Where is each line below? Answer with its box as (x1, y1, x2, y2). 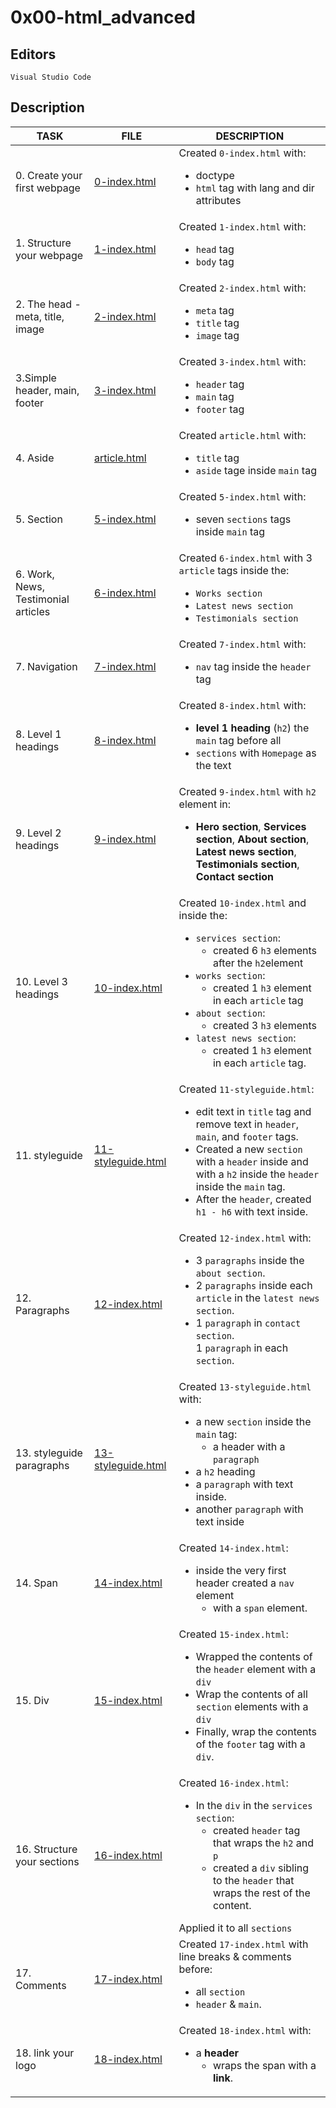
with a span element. (212, 1601, 308, 1615)
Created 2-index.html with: (178, 281, 307, 295)
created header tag (212, 1823, 301, 1837)
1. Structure (15, 236, 72, 250)
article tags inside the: (178, 563, 290, 577)
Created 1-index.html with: (178, 219, 307, 233)
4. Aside (15, 451, 55, 465)
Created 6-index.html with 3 (178, 551, 313, 565)
